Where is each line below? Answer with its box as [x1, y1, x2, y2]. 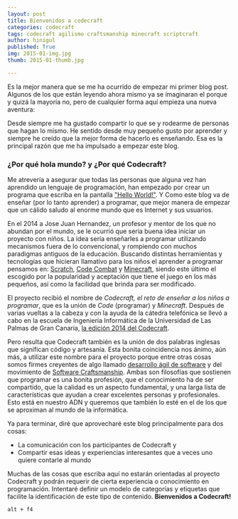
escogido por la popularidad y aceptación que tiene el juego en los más [7, 272, 217, 281]
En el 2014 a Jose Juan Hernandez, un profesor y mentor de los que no [7, 220, 217, 228]
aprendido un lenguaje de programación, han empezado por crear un [7, 183, 210, 192]
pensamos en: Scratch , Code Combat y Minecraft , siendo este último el [7, 264, 217, 274]
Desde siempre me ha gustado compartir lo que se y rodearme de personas [7, 119, 229, 127]
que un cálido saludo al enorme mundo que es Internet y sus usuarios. [7, 205, 214, 214]
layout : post [7, 10, 46, 18]
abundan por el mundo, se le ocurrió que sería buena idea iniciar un [7, 227, 206, 235]
